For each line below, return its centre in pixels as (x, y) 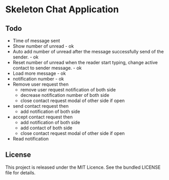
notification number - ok (38, 79)
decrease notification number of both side (65, 95)
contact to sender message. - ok (47, 68)
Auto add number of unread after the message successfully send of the (88, 52)
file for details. (20, 172)
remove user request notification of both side (68, 90)
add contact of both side (46, 128)
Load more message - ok (39, 73)
